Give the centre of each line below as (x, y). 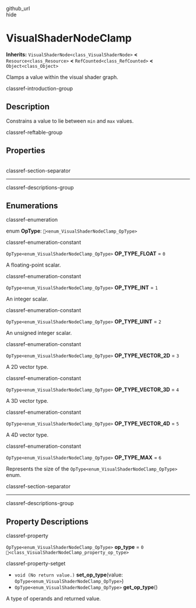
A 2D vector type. (27, 367)
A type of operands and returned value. (53, 599)
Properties (26, 151)
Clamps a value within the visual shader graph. (62, 77)
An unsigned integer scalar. (39, 333)
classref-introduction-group (39, 88)
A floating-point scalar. (34, 265)
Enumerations (32, 205)
